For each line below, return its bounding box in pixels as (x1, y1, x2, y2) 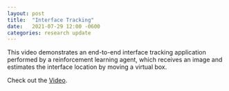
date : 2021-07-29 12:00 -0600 (7, 23, 100, 30)
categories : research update (7, 29, 91, 37)
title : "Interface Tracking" (7, 17, 95, 23)
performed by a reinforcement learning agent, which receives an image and (7, 56, 223, 64)
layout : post (7, 10, 45, 17)
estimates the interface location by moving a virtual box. (7, 63, 167, 71)
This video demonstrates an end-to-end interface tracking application (7, 48, 206, 57)
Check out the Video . (7, 77, 68, 85)
